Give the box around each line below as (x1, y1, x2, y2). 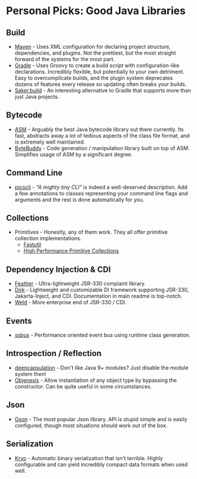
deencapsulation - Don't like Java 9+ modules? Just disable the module (14, 364, 189, 371)
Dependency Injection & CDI (6, 264, 111, 274)
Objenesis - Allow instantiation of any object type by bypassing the (14, 377, 178, 384)
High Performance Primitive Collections (23, 247, 119, 254)
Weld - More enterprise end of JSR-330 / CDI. (14, 299, 126, 306)
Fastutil (23, 241, 41, 248)
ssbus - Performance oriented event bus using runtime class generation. (14, 331, 191, 339)
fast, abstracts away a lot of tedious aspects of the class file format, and (14, 132, 190, 139)
